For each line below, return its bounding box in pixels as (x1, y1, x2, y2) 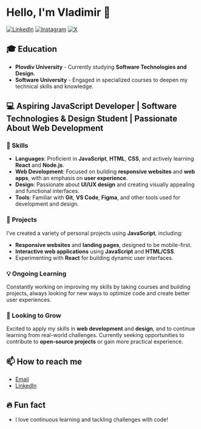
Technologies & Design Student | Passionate (6, 114, 178, 124)
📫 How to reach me (6, 356, 83, 367)
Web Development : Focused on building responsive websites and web (15, 168, 196, 175)
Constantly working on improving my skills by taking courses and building (6, 283, 191, 291)
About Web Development (6, 123, 104, 133)
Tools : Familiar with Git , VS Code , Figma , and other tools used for (15, 194, 180, 201)
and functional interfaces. (15, 187, 80, 195)
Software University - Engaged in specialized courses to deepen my (15, 76, 188, 83)
